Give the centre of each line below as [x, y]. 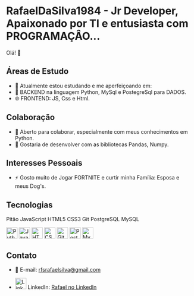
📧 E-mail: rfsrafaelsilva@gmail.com [58, 270]
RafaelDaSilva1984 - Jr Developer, [92, 11]
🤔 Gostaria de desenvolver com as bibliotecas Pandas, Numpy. [92, 144]
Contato [21, 255]
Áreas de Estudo [37, 72]
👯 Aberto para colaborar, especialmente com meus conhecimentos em [101, 131]
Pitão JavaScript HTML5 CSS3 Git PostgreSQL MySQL [73, 219]
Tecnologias [29, 205]
